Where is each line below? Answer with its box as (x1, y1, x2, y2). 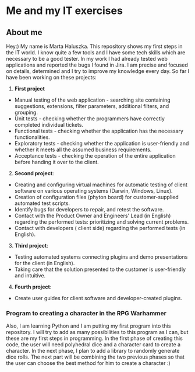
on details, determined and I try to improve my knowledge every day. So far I (6, 68, 190, 74)
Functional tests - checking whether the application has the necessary (14, 127, 183, 134)
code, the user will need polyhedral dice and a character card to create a (6, 341, 181, 348)
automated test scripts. (14, 200, 70, 207)
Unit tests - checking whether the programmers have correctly (14, 115, 165, 122)
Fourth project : (14, 283, 52, 290)
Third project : (14, 242, 48, 249)
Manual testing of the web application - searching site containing (14, 96, 171, 103)
